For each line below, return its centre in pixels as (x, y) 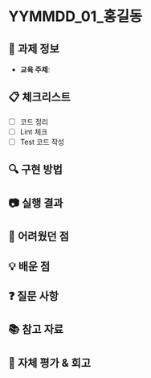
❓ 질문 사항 (33, 296)
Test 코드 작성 (42, 142)
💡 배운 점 (29, 266)
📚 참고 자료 (36, 329)
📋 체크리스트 (39, 97)
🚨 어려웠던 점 (39, 237)
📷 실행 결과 (36, 203)
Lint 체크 (34, 131)
